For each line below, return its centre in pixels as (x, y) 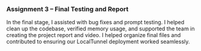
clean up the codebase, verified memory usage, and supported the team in (101, 29)
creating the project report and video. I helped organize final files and (94, 35)
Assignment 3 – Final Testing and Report (68, 9)
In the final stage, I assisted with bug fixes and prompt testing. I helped (95, 22)
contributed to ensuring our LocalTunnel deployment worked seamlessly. (98, 42)
